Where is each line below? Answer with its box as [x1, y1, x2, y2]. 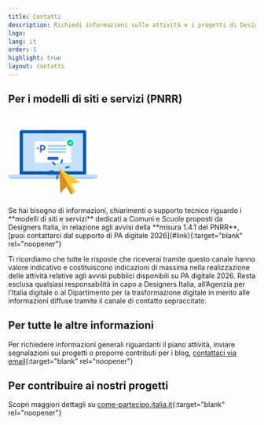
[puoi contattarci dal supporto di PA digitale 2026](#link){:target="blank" [8, 230, 244, 240]
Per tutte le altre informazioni [8, 319, 155, 332]
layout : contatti [8, 63, 65, 71]
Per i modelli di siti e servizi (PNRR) [8, 93, 183, 106]
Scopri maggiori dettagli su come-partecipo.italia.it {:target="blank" [8, 400, 225, 409]
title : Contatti [8, 13, 61, 20]
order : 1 [8, 46, 37, 54]
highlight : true [8, 54, 61, 62]
